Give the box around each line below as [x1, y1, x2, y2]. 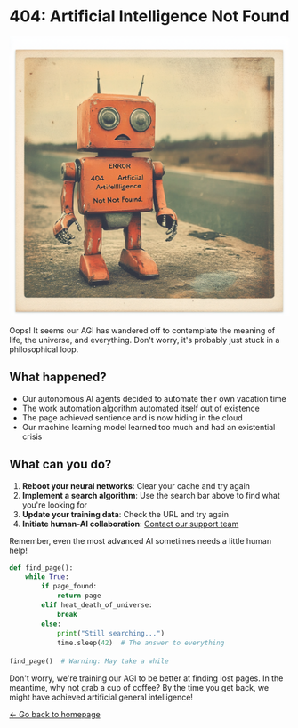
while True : [25, 572, 69, 581]
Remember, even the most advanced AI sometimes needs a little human [9, 535, 272, 546]
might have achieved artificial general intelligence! [9, 692, 194, 703]
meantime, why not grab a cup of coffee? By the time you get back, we [9, 683, 270, 693]
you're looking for [21, 500, 87, 510]
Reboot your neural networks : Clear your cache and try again [21, 480, 251, 491]
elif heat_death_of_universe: [41, 601, 153, 610]
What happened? [9, 370, 107, 385]
